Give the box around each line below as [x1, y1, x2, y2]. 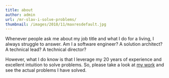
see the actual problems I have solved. [5, 67, 87, 73]
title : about [5, 7, 33, 13]
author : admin [5, 12, 36, 17]
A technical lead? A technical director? [5, 46, 87, 53]
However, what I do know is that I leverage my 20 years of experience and [5, 57, 162, 63]
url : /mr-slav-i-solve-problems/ [5, 17, 77, 22]
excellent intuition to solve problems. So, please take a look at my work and [5, 62, 164, 68]
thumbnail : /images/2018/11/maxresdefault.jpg [5, 21, 107, 27]
